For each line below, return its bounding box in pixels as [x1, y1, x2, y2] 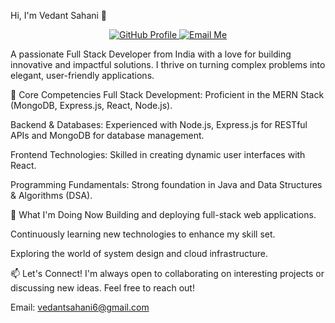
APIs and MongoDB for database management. [10, 130, 205, 141]
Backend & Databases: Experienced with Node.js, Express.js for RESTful [10, 119, 308, 130]
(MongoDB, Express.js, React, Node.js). [10, 100, 173, 111]
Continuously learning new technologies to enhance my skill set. [10, 228, 276, 240]
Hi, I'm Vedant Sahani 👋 [10, 10, 108, 21]
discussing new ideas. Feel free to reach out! [10, 282, 195, 294]
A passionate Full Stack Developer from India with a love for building [10, 48, 292, 60]
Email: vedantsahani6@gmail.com [10, 301, 150, 313]
